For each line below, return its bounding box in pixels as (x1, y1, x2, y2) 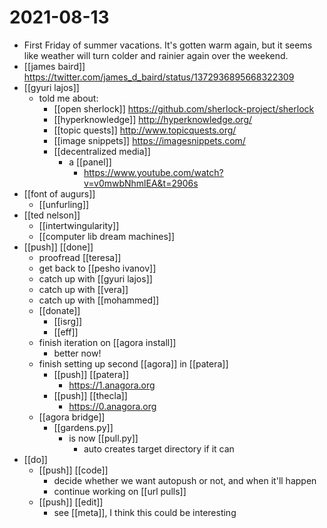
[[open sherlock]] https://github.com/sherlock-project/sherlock (53, 102, 315, 115)
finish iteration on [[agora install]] (38, 336, 177, 348)
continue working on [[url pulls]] (53, 485, 187, 497)
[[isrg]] (53, 315, 83, 327)
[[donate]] (38, 304, 81, 316)
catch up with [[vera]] (38, 283, 129, 295)
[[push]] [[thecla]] (53, 389, 128, 401)
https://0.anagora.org (68, 400, 157, 412)
